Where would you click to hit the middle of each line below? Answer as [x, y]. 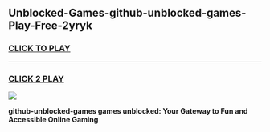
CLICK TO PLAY [39, 49]
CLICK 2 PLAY [36, 78]
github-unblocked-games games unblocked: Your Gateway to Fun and [128, 110]
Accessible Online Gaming [53, 119]
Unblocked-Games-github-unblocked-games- [127, 13]
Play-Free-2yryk [50, 26]
